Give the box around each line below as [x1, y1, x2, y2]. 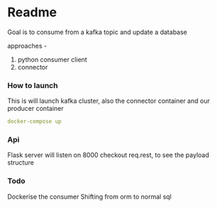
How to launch [7, 80, 58, 90]
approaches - [7, 41, 48, 50]
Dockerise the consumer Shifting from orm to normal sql [7, 192, 172, 201]
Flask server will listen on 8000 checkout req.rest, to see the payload [7, 150, 209, 160]
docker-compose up [7, 118, 62, 125]
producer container [7, 104, 64, 113]
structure [7, 158, 34, 167]
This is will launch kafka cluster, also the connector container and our [7, 97, 211, 105]
